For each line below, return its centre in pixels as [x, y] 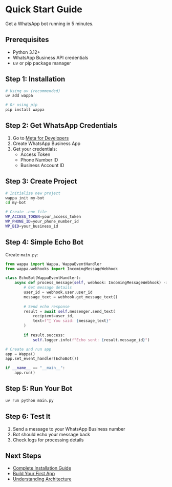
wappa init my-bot [25, 198]
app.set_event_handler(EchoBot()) [42, 359]
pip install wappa [25, 110]
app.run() [25, 373]
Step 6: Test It [28, 417]
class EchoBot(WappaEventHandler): [43, 278]
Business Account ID [42, 165]
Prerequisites [27, 40]
